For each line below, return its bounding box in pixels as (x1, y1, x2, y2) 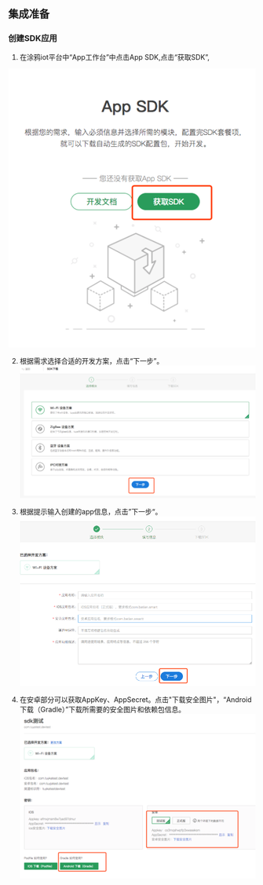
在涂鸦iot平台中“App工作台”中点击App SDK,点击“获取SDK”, (19, 52, 210, 61)
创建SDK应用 (8, 33, 57, 44)
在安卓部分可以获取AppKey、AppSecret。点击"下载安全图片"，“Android (19, 694, 253, 704)
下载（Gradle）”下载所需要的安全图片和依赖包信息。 (19, 704, 186, 714)
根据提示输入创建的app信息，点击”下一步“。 (19, 507, 163, 517)
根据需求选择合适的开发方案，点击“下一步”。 (19, 356, 164, 365)
